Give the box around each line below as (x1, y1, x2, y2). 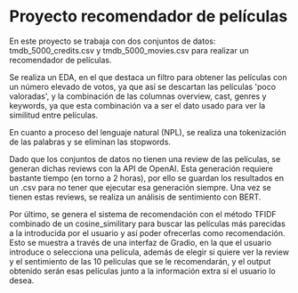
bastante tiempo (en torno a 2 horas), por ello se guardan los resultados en (9, 172, 285, 183)
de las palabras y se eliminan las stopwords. (9, 136, 172, 147)
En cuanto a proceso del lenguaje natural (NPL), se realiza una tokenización (9, 126, 286, 137)
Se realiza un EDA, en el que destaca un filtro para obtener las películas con (9, 71, 287, 82)
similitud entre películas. (9, 110, 99, 120)
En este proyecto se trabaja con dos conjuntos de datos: (9, 36, 216, 46)
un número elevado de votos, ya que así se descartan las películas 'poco (9, 81, 277, 92)
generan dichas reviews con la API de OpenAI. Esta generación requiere (9, 163, 274, 174)
